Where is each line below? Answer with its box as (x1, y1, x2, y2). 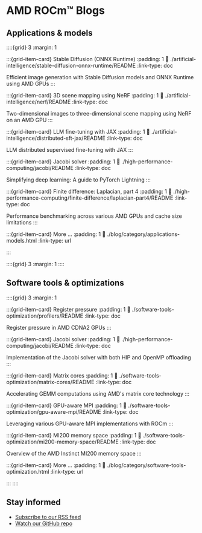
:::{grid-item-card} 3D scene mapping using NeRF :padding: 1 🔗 (6, 92, 164, 99)
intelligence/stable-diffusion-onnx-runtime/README (6, 62, 136, 69)
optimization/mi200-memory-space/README (6, 438, 119, 445)
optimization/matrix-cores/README (6, 378, 95, 385)
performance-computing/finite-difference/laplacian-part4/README (6, 194, 174, 201)
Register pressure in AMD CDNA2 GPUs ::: (6, 324, 112, 331)
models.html (6, 237, 37, 244)
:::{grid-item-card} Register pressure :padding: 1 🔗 (6, 306, 131, 313)
